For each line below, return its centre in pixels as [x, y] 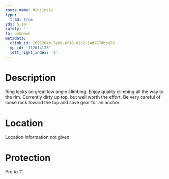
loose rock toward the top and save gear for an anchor [62, 103]
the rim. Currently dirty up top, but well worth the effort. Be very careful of [83, 97]
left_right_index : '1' [34, 52]
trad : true [21, 19]
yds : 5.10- [17, 24]
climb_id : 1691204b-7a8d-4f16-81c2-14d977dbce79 [62, 43]
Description [31, 78]
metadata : [16, 39]
